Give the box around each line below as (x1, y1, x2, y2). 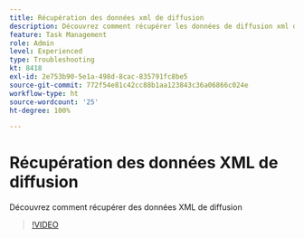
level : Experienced (9, 47, 83, 56)
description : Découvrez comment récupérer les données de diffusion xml (9, 22, 290, 31)
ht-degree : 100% (9, 106, 71, 115)
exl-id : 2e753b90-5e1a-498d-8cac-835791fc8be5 (9, 72, 188, 81)
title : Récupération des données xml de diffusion (9, 13, 204, 23)
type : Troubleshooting (9, 55, 95, 64)
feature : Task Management (9, 30, 107, 39)
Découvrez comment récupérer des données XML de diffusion (9, 202, 242, 213)
